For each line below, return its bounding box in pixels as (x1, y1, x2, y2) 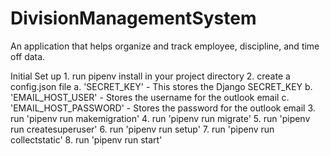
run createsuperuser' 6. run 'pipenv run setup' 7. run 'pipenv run (10, 123, 275, 135)
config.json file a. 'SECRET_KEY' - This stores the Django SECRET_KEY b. (10, 80, 313, 92)
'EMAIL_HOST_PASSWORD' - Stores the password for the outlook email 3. (10, 102, 316, 114)
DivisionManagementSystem (10, 7, 257, 30)
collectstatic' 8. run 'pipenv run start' (10, 133, 163, 146)
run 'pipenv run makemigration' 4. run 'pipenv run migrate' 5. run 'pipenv (10, 112, 311, 124)
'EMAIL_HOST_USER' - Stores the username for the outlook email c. (10, 91, 290, 103)
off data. (10, 50, 46, 62)
